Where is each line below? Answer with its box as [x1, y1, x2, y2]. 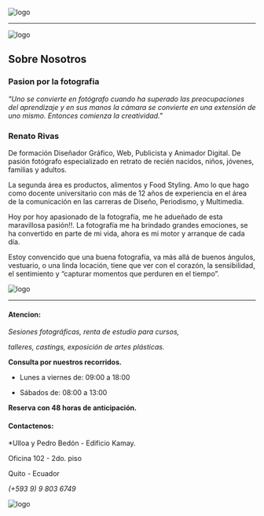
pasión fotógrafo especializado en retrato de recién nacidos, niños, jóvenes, [8, 156, 254, 166]
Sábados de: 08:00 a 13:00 [19, 388, 108, 397]
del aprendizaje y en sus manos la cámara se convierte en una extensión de [8, 102, 257, 112]
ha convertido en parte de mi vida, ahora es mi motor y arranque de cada [8, 229, 245, 238]
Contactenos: [8, 421, 54, 430]
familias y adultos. [8, 165, 67, 174]
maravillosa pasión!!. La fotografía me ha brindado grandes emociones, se [8, 220, 248, 229]
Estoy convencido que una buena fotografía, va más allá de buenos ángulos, [8, 252, 255, 262]
